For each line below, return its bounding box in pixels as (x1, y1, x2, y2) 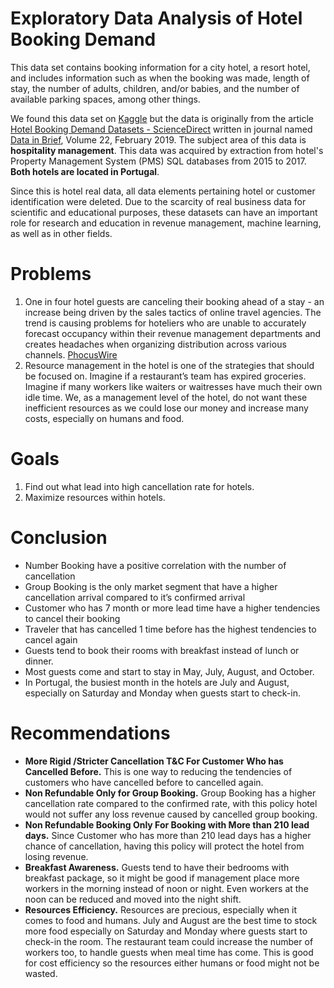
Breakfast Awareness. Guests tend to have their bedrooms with (24, 861, 290, 873)
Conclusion (10, 527, 108, 549)
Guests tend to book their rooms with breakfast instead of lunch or (24, 644, 300, 656)
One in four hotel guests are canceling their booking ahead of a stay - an (24, 295, 325, 307)
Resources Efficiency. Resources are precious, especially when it (24, 903, 297, 916)
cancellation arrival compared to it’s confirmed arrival (24, 591, 246, 603)
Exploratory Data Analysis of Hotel (10, 7, 303, 30)
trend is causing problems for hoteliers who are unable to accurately (24, 317, 307, 329)
